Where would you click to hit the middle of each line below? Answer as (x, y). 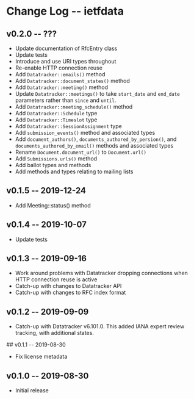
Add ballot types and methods (53, 165)
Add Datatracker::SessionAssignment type (68, 126)
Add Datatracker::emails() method (60, 74)
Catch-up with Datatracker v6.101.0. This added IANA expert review (100, 326)
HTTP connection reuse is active (56, 279)
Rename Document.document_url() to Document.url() (81, 152)
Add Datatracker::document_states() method (72, 81)
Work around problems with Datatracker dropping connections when (101, 273)
